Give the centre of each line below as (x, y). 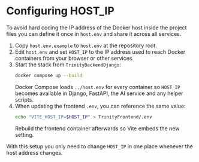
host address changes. (34, 152)
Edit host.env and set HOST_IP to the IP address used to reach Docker (100, 51)
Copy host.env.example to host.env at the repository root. (86, 45)
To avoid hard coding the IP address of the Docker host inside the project (97, 27)
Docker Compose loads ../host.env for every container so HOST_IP (98, 87)
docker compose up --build (49, 75)
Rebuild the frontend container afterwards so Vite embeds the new (97, 128)
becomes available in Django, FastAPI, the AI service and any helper (99, 93)
